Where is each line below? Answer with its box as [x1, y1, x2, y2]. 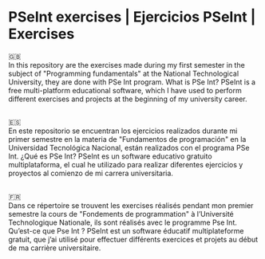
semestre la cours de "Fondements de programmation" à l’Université [8, 209, 234, 218]
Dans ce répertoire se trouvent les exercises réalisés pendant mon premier [8, 200, 254, 210]
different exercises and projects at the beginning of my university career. [8, 94, 247, 104]
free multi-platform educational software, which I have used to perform [8, 85, 242, 95]
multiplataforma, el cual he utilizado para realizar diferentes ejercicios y [8, 160, 243, 170]
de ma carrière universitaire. [8, 243, 101, 253]
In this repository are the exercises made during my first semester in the [8, 60, 245, 69]
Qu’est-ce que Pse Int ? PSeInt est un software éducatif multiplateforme [8, 226, 245, 235]
